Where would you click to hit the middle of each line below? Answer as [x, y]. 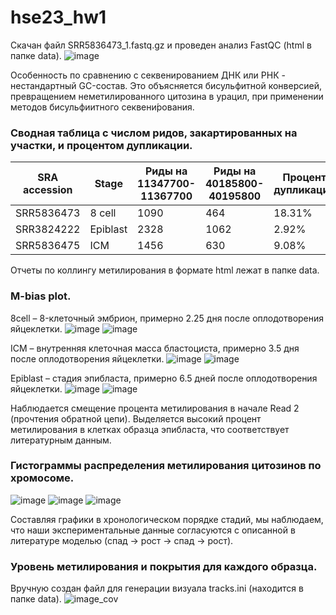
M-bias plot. [41, 296]
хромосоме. [42, 478]
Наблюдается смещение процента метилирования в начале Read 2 [155, 408]
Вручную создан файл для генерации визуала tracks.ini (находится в [157, 588]
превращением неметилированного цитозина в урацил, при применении [167, 96]
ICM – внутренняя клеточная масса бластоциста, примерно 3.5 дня [155, 348]
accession [47, 190]
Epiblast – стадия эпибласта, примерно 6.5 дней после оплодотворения [164, 378]
